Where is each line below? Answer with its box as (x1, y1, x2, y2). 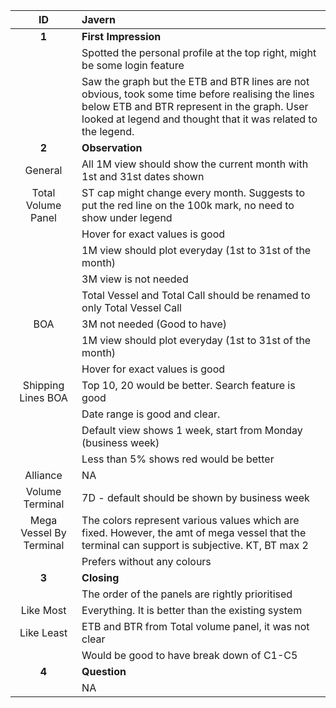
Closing (81, 571, 120, 584)
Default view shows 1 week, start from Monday (81, 424, 303, 437)
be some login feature (81, 59, 185, 72)
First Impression (81, 30, 162, 43)
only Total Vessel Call (81, 301, 182, 314)
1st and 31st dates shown (81, 170, 205, 183)
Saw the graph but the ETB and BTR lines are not (81, 75, 310, 88)
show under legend (81, 211, 173, 224)
